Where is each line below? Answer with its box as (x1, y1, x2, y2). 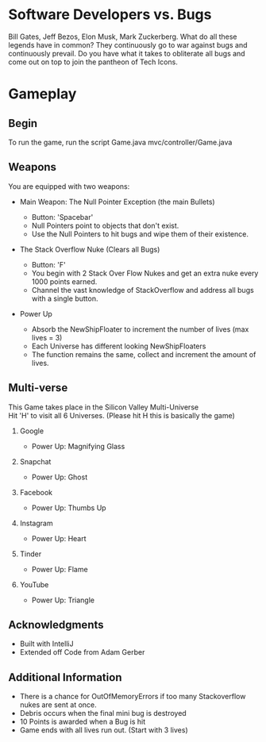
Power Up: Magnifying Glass (31, 441, 125, 451)
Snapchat (19, 456, 52, 466)
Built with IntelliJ (19, 639, 74, 648)
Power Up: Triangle (31, 595, 95, 605)
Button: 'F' (31, 260, 66, 269)
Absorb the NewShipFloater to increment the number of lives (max (31, 324, 249, 334)
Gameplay (8, 85, 77, 103)
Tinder (19, 549, 42, 559)
